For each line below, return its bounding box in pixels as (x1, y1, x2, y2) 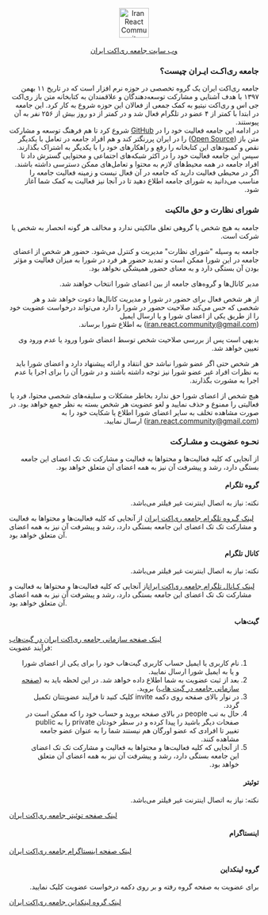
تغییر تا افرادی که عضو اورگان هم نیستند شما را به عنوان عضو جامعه (40, 725, 239, 735)
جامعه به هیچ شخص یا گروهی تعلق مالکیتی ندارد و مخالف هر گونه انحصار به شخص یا (11, 222, 259, 232)
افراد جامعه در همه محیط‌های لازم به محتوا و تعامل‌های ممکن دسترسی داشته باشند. (14, 160, 259, 169)
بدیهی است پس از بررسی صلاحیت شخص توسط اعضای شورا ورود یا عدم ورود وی (17, 334, 259, 344)
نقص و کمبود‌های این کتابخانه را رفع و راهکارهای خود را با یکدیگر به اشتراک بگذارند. (16, 143, 259, 152)
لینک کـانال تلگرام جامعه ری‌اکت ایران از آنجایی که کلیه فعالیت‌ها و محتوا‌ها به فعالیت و (9, 582, 255, 591)
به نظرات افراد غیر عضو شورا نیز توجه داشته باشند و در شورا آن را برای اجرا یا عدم (13, 367, 259, 376)
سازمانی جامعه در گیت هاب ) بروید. (136, 683, 239, 693)
